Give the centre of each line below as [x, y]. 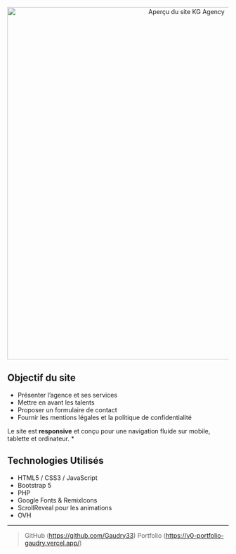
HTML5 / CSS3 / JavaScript [58, 478]
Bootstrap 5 [34, 485]
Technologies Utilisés [55, 461]
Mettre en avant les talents [56, 402]
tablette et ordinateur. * [41, 438]
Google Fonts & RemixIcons [57, 500]
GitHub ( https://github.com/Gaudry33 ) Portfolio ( [95, 535]
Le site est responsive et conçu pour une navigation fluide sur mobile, [109, 431]
